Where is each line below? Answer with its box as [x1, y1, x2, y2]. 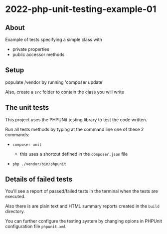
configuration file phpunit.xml [5, 224, 66, 230]
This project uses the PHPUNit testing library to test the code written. [5, 116, 147, 123]
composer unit [12, 142, 42, 147]
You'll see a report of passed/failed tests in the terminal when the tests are [5, 188, 158, 194]
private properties [12, 46, 50, 52]
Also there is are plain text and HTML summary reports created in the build [5, 203, 160, 209]
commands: [5, 131, 30, 138]
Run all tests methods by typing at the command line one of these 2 [5, 126, 144, 132]
